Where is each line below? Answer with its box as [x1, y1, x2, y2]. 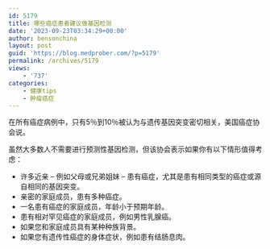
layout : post [8, 42, 52, 50]
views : [8, 64, 31, 73]
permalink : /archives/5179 [8, 57, 99, 65]
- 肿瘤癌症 [23, 94, 55, 102]
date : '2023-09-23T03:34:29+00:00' [8, 27, 128, 35]
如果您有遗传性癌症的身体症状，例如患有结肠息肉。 [19, 232, 190, 242]
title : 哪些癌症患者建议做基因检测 [8, 19, 112, 27]
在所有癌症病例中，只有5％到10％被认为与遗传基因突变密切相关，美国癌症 [8, 118, 253, 127]
